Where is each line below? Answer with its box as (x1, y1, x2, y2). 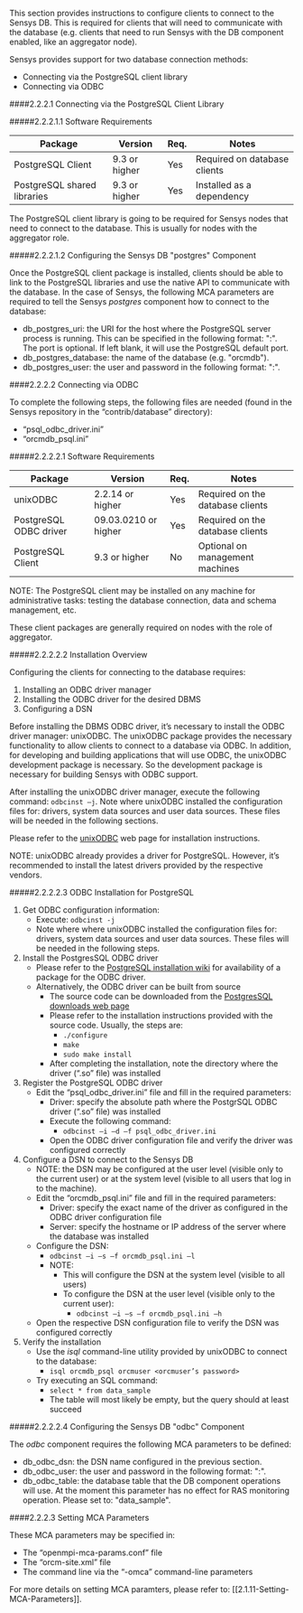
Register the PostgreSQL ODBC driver (22, 1077, 163, 1088)
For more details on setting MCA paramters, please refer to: (9, 1584, 231, 1594)
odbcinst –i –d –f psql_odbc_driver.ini (62, 1127, 217, 1136)
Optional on (197, 539, 248, 552)
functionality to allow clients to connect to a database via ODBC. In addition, (9, 740, 291, 751)
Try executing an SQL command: (35, 1375, 158, 1385)
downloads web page (49, 1000, 130, 1011)
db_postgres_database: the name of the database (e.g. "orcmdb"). (22, 352, 270, 362)
